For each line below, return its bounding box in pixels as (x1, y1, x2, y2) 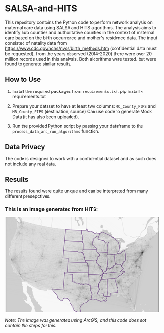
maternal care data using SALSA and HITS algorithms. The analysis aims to (5, 24, 157, 30)
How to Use (5, 75, 41, 84)
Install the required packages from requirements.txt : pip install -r (12, 88, 144, 94)
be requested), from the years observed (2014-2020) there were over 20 (5, 50, 152, 57)
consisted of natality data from (5, 40, 67, 46)
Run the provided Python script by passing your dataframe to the (12, 123, 143, 129)
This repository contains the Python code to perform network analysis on (5, 19, 153, 25)
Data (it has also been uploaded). (12, 114, 79, 120)
